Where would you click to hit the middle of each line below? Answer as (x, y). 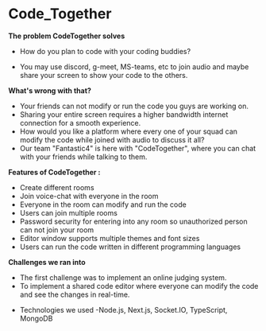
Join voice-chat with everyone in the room (89, 196)
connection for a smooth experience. (80, 123)
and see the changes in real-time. (75, 294)
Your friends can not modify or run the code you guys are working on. (134, 106)
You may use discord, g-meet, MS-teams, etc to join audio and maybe (134, 66)
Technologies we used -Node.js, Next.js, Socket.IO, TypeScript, (123, 310)
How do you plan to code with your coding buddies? (105, 51)
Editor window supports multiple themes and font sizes (110, 238)
